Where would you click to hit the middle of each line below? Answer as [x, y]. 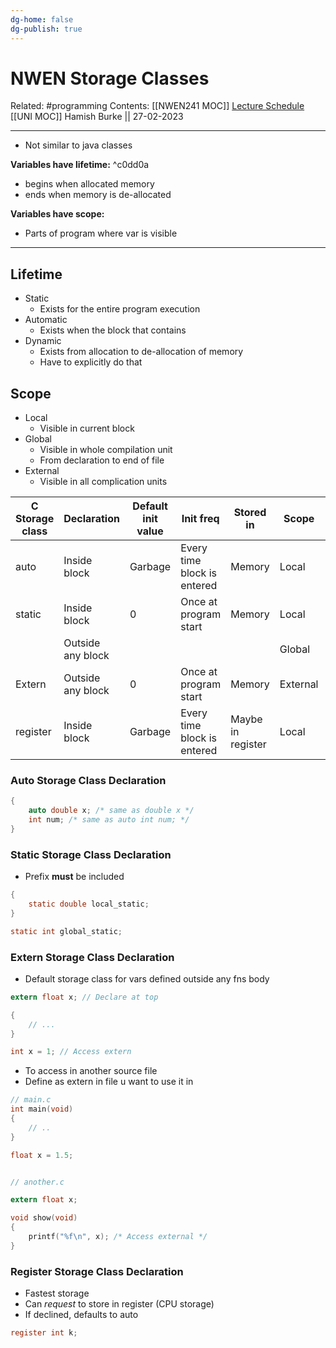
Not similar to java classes [78, 145]
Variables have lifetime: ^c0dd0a [80, 165]
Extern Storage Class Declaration [92, 957]
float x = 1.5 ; [42, 1155]
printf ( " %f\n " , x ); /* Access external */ [118, 1237]
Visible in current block [87, 428]
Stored [250, 513]
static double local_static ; [89, 904]
